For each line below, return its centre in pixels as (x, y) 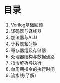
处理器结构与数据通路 (33, 56)
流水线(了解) (23, 75)
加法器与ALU (24, 37)
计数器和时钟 (24, 44)
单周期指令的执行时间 (33, 69)
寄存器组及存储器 (28, 50)
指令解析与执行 (26, 63)
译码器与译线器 (26, 31)
